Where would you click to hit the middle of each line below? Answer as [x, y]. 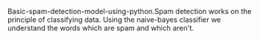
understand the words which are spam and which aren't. [101, 28]
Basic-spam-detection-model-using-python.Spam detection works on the [130, 11]
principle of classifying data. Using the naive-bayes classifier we [114, 20]
